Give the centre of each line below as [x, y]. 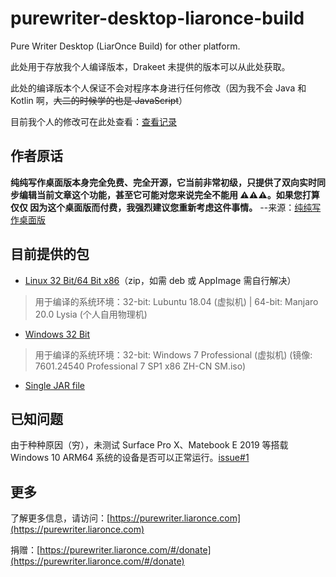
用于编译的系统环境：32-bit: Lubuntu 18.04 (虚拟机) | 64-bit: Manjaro [176, 301]
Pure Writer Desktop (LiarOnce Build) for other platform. [125, 46]
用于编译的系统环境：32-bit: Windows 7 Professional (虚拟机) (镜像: [173, 354]
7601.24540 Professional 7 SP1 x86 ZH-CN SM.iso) [140, 366]
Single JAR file [54, 385]
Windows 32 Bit [57, 334]
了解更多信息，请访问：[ [60, 518]
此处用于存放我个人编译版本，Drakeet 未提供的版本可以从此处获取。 [150, 66]
